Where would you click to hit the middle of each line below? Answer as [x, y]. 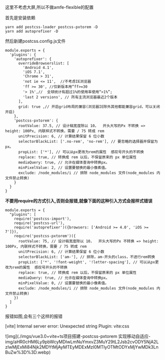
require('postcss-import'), [43, 219]
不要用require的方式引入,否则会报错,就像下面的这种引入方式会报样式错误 [79, 201]
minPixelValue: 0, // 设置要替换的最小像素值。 [63, 283]
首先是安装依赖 [20, 18]
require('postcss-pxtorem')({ [45, 236]
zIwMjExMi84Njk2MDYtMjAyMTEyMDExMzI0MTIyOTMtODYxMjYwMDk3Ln [82, 347]
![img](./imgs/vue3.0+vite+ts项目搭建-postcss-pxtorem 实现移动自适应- [78, 336]
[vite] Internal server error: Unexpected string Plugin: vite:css [67, 326]
